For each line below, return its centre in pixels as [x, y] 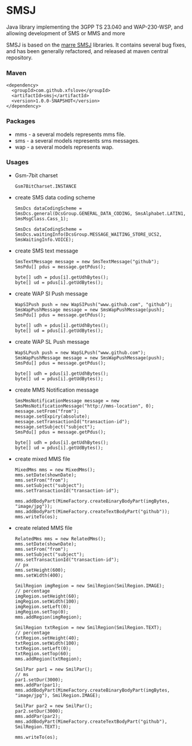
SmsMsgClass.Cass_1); [41, 218]
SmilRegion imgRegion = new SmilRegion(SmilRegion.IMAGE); [90, 585]
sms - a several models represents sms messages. [77, 140]
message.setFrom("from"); [47, 411]
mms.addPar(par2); [38, 716]
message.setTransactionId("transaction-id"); [72, 421]
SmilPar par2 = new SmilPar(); [54, 706]
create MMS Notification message [57, 390]
